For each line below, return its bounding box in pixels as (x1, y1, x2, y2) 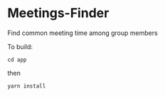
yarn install (7, 82, 46, 90)
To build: (7, 42, 33, 51)
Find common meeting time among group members (7, 29, 158, 37)
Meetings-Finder (7, 5, 110, 21)
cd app (7, 56, 27, 63)
